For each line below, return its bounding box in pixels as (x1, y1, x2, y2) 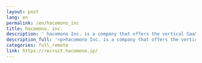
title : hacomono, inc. (6, 25, 63, 32)
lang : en (6, 14, 28, 20)
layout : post (6, 8, 39, 15)
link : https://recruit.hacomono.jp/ (6, 48, 98, 54)
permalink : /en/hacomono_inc (6, 20, 79, 26)
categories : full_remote (6, 43, 69, 49)
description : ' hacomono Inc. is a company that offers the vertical (6, 31, 185, 37)
